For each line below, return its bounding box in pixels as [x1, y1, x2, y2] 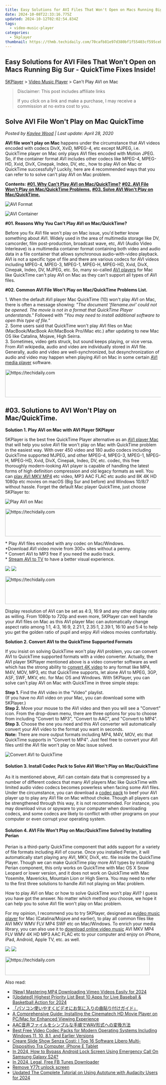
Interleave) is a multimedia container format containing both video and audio [5, 246, 161, 252]
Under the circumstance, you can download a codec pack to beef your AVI [5, 790, 157, 796]
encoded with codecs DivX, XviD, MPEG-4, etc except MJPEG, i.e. [5, 145, 140, 151]
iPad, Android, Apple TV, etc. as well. [5, 936, 81, 943]
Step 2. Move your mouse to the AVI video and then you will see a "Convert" [5, 706, 161, 711]
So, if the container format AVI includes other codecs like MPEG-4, [5, 156, 141, 162]
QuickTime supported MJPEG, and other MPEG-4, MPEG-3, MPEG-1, [5, 452, 145, 458]
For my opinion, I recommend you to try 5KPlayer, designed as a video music [5, 910, 160, 916]
